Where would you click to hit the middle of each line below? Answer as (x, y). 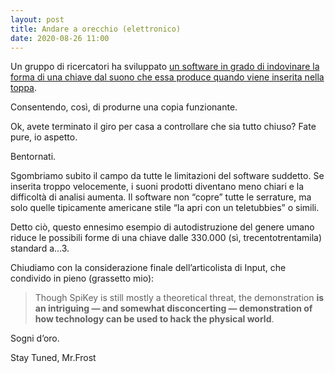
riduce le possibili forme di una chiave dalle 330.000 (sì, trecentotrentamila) (166, 238)
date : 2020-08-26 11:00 (60, 38)
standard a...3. (40, 248)
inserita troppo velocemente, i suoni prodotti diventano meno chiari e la (157, 187)
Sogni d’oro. (35, 338)
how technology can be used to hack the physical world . (154, 319)
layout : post (37, 19)
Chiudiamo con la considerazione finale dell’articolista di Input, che (148, 268)
